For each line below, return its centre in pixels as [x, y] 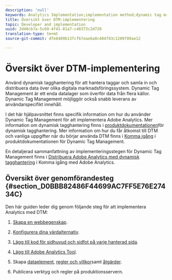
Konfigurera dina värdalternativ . [46, 232]
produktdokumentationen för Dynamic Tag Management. [65, 141]
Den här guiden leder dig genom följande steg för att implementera [76, 207]
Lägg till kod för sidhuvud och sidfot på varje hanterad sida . [76, 242]
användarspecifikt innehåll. [34, 104]
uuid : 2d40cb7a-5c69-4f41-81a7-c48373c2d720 [53, 29]
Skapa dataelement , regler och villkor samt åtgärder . [67, 262]
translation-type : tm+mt [32, 34]
